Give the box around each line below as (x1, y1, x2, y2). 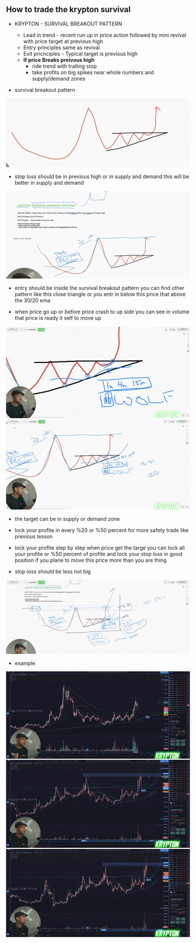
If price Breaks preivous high (23, 56, 95, 63)
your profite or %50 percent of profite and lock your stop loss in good (14, 551, 183, 558)
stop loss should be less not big (14, 568, 91, 575)
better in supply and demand (14, 179, 84, 186)
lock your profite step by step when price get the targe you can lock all (14, 544, 185, 551)
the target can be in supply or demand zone (14, 516, 120, 523)
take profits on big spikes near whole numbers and (32, 68, 155, 75)
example (14, 660, 36, 667)
